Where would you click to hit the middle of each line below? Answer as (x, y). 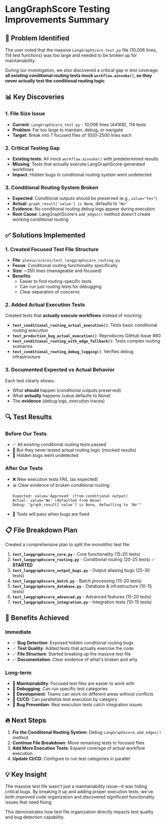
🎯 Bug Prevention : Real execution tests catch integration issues (77, 705)
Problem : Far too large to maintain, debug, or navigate (68, 130)
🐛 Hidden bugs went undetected (45, 456)
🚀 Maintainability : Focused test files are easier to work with (73, 684)
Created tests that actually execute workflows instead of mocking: (74, 316)
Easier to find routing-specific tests (55, 281)
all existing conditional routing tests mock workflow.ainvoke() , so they (79, 75)
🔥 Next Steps (26, 720)
